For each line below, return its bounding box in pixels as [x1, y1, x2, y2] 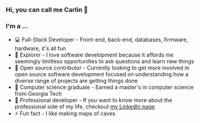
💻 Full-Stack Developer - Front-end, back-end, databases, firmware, [14, 36, 188, 43]
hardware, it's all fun [14, 45, 66, 52]
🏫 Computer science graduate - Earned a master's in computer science [14, 83, 194, 91]
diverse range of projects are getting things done [14, 77, 138, 85]
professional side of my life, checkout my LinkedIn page [14, 103, 155, 110]
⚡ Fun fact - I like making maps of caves [14, 110, 116, 118]
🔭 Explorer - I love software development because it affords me [14, 51, 174, 58]
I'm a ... [5, 21, 29, 30]
